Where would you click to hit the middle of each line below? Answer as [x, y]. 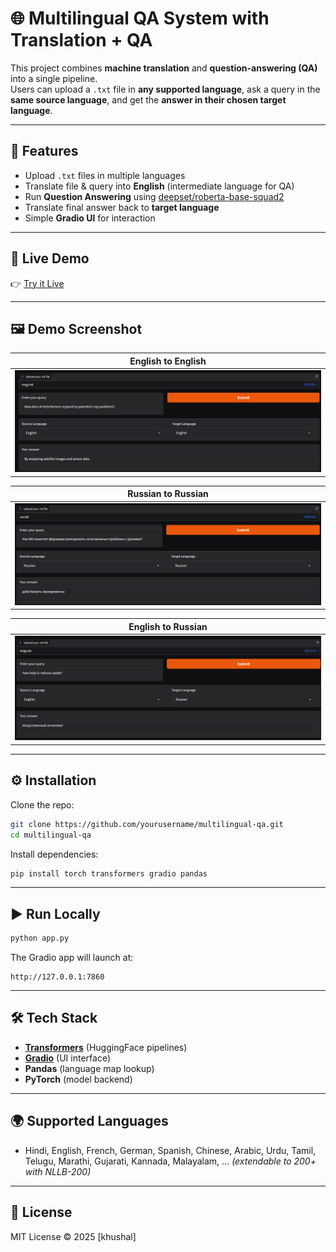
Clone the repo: [42, 804]
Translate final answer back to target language [122, 207]
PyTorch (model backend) [78, 1079]
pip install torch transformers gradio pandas [109, 873]
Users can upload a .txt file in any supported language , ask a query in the [165, 89]
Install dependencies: [54, 854]
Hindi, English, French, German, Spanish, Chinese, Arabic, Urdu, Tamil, [170, 1150]
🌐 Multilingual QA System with [140, 18]
